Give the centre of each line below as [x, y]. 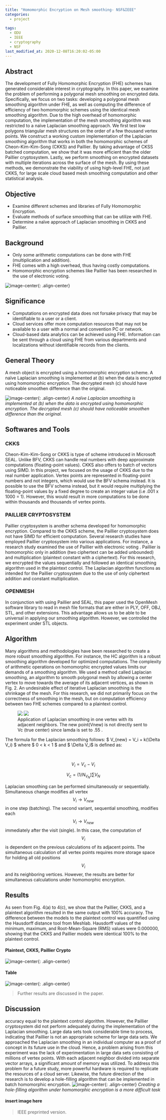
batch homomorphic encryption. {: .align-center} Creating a [83, 1084]
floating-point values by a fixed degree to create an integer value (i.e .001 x [82, 491]
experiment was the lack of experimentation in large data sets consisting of [82, 1052]
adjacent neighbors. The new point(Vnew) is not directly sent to [83, 724]
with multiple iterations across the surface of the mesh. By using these [77, 163]
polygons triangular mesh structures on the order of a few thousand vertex [81, 131]
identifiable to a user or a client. [45, 318]
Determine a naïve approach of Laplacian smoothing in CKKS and [79, 222]
